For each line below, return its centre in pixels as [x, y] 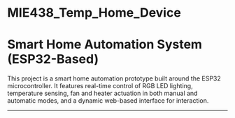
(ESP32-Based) [53, 59]
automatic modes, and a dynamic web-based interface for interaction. [108, 101]
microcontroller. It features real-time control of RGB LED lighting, [100, 86]
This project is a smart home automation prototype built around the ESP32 [114, 78]
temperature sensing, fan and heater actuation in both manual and [102, 93]
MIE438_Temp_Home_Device [94, 13]
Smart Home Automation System [105, 45]
